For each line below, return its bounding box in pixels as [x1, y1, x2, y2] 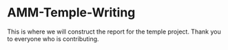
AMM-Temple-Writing [7, 5, 136, 21]
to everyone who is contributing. [7, 34, 99, 42]
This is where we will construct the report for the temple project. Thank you [7, 27, 222, 36]
